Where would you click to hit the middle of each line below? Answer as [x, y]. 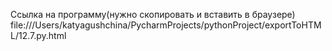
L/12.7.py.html [38, 35]
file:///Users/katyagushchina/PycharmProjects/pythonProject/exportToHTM [166, 25]
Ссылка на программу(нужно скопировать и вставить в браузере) [153, 14]
